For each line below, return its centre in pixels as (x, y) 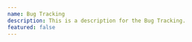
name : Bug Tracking (36, 14)
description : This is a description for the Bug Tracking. (97, 21)
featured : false (31, 27)
